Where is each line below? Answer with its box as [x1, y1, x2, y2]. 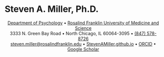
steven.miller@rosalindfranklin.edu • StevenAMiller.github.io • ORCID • [10, 41, 157, 47]
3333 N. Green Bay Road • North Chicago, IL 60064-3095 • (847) [9, 30, 146, 36]
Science [75, 25, 92, 31]
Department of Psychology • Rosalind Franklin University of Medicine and [7, 20, 159, 26]
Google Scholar [67, 46, 99, 52]
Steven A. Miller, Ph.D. [4, 3, 99, 15]
